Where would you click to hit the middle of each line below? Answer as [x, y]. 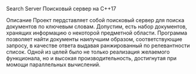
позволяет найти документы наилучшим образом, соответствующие [94, 39]
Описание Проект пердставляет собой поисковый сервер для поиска [95, 20]
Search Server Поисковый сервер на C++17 [61, 9]
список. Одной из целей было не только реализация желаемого [88, 52]
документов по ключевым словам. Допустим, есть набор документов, [97, 27]
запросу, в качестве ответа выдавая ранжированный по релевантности [98, 45]
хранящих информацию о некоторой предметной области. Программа [97, 33]
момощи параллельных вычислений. [53, 64]
